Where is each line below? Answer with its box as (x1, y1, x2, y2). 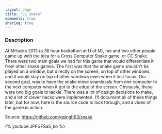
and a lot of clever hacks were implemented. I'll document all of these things (5, 94, 158, 100)
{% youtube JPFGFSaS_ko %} (5, 123, 65, 129)
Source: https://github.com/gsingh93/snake (5, 114, 93, 119)
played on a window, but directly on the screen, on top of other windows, (5, 68, 151, 74)
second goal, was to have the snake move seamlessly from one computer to (5, 79, 158, 84)
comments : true (5, 16, 36, 21)
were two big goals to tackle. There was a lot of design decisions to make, (5, 89, 154, 95)
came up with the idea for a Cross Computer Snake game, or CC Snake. (5, 53, 149, 59)
